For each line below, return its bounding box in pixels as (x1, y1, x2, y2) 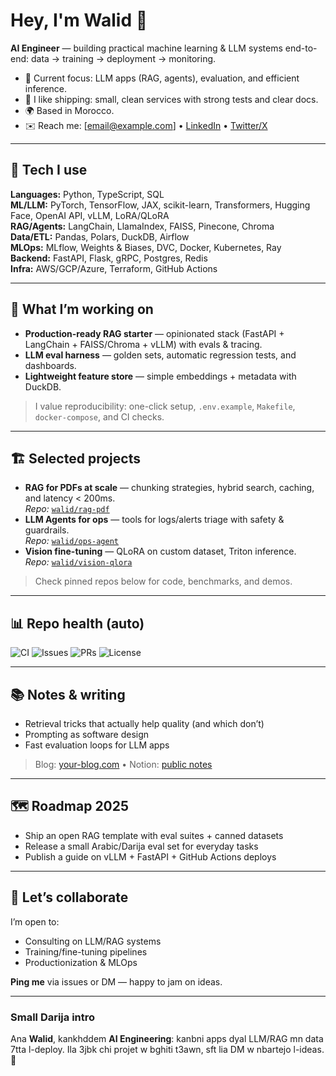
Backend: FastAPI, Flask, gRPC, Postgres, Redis (10, 252, 208, 264)
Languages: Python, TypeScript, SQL (10, 188, 165, 200)
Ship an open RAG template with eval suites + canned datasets (24, 829, 284, 841)
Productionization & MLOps (24, 956, 138, 968)
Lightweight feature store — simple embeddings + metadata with (24, 370, 297, 382)
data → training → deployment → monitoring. (30, 52, 217, 64)
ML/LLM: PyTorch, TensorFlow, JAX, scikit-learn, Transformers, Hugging (10, 199, 311, 211)
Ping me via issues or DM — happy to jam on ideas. (10, 975, 223, 988)
